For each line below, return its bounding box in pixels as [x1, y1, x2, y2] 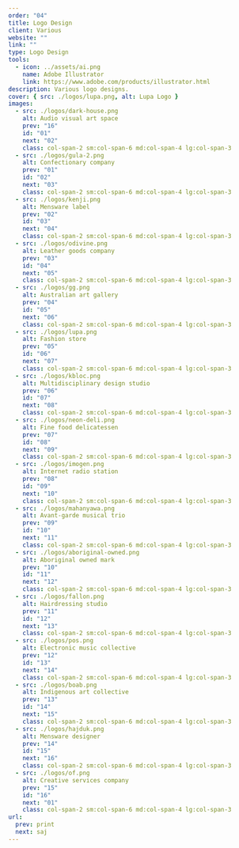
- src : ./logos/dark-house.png [15, 108, 119, 115]
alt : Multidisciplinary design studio [22, 379, 150, 388]
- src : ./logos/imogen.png [15, 460, 104, 468]
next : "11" [22, 534, 59, 542]
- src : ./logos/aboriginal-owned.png [15, 548, 140, 556]
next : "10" [22, 490, 59, 498]
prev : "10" [22, 563, 59, 571]
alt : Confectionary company [22, 159, 115, 167]
